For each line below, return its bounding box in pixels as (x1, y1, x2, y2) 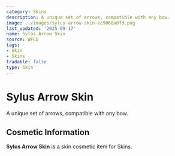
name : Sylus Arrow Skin (6, 31, 66, 37)
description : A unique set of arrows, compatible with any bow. (6, 14, 170, 20)
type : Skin (6, 64, 34, 71)
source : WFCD (6, 36, 39, 42)
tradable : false (6, 59, 47, 65)
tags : (6, 42, 20, 48)
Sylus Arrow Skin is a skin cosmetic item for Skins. (6, 143, 132, 150)
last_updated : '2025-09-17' (6, 25, 77, 32)
